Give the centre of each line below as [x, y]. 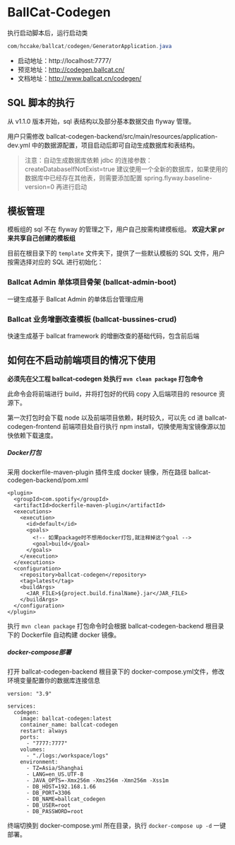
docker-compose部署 [40, 653]
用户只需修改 [26, 136]
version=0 [40, 186]
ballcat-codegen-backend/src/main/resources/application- [132, 136]
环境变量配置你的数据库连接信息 [54, 680]
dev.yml [19, 145]
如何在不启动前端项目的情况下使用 [82, 361]
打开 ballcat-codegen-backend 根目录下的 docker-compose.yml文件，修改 [116, 671]
